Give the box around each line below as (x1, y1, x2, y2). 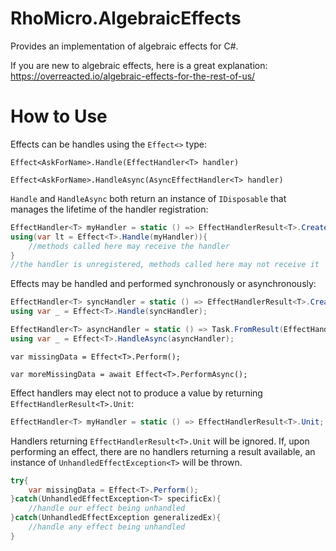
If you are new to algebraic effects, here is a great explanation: (10, 59, 268, 71)
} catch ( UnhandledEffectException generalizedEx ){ (10, 513, 222, 523)
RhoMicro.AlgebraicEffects (10, 7, 242, 30)
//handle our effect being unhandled (28, 503, 186, 514)
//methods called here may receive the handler (28, 241, 230, 251)
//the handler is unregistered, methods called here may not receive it (10, 260, 320, 270)
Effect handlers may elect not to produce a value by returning (10, 387, 263, 399)
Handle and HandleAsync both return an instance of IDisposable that (10, 192, 287, 204)
